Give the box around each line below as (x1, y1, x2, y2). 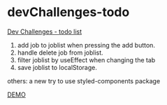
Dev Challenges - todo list (7, 27, 82, 36)
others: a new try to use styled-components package (7, 76, 161, 85)
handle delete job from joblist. (17, 48, 103, 57)
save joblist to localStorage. (17, 63, 98, 71)
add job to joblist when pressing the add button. (17, 41, 156, 49)
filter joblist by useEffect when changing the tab (17, 55, 156, 64)
